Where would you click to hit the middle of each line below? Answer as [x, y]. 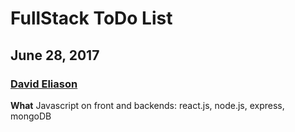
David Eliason [44, 84]
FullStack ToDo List [91, 18]
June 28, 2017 [55, 55]
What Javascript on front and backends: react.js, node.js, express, [147, 105]
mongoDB [31, 116]
